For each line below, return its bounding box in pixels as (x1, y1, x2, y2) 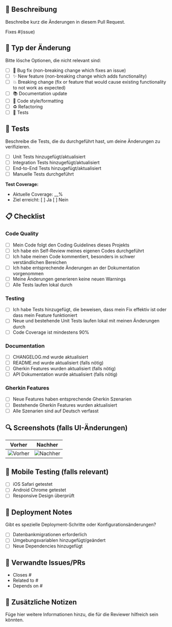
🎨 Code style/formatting (12, 98, 64, 104)
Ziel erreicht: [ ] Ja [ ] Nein (12, 197, 69, 203)
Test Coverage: (5, 181, 39, 187)
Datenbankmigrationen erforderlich (12, 531, 87, 538)
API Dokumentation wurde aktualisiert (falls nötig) (12, 371, 118, 377)
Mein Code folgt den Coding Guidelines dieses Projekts (12, 242, 130, 248)
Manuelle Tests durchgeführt (12, 171, 74, 177)
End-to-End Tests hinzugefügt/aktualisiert (12, 165, 101, 171)
